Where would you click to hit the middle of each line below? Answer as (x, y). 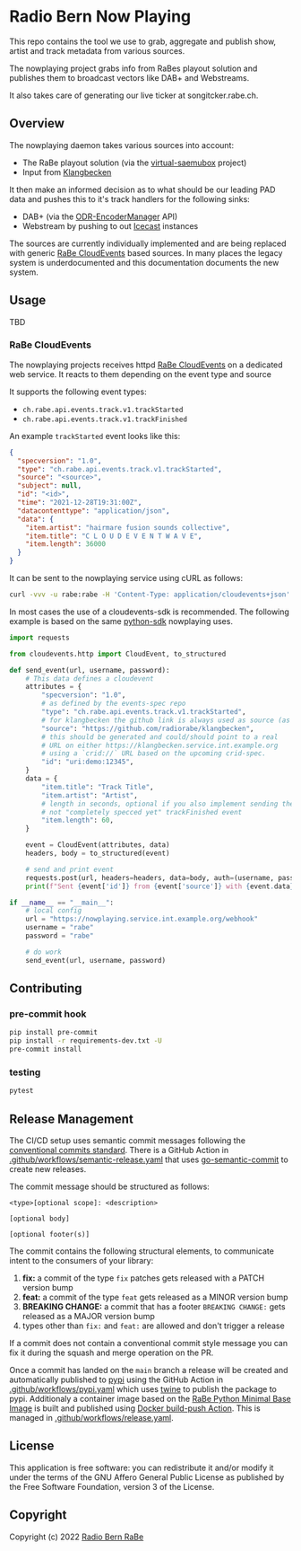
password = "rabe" (60, 936)
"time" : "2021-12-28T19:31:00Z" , (80, 503)
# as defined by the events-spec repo (114, 704)
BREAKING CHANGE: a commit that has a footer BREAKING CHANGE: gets (154, 1307)
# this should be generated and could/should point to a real (160, 737)
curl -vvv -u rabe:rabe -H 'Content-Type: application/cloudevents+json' (150, 595)
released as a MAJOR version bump (88, 1317)
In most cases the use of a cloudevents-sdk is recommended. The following (149, 612)
